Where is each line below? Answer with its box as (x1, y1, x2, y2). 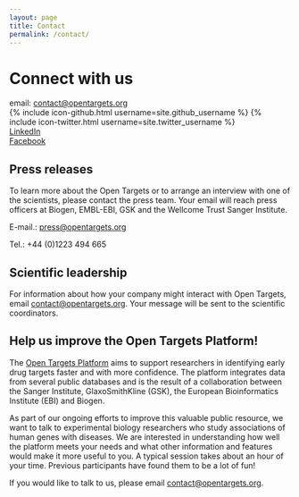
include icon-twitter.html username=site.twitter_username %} (9, 117, 236, 128)
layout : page (9, 13, 58, 22)
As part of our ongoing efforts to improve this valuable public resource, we (9, 412, 284, 423)
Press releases (9, 162, 94, 177)
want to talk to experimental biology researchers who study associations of (9, 422, 286, 433)
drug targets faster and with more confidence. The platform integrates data (9, 366, 286, 377)
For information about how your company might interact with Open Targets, (9, 288, 287, 299)
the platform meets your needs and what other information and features (9, 441, 273, 451)
